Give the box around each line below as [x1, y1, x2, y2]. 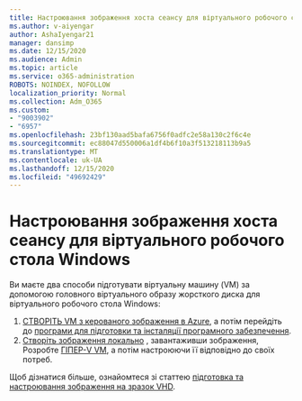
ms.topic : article [9, 64, 78, 73]
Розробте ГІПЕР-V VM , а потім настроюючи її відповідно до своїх [22, 344, 275, 356]
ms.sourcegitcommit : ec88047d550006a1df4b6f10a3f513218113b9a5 [9, 139, 252, 148]
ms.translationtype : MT [9, 147, 99, 156]
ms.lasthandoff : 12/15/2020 [9, 164, 115, 173]
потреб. [22, 354, 53, 365]
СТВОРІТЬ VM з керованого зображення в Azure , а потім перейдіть [22, 316, 283, 327]
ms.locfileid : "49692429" [9, 172, 106, 181]
